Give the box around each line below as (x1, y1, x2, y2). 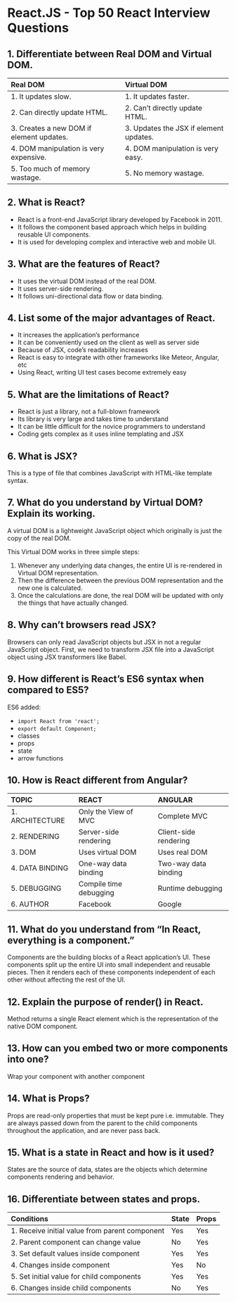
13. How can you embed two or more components (7, 1042, 228, 1054)
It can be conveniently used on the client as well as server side (17, 338, 199, 346)
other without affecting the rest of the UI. (7, 975, 126, 984)
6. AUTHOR (11, 899, 49, 909)
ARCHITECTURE (11, 815, 65, 825)
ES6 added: (7, 703, 41, 711)
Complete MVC (157, 811, 209, 821)
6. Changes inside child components (11, 1283, 131, 1293)
